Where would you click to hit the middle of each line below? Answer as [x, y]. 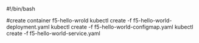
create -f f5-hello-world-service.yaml [53, 33]
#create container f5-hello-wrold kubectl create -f [69, 20]
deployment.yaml [28, 27]
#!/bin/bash [21, 9]
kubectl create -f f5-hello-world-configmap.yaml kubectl [122, 27]
